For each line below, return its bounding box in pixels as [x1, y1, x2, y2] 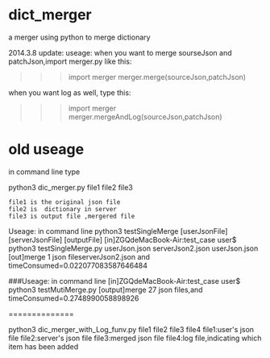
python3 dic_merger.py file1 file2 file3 [8, 182, 133, 192]
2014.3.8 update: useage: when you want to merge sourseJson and [8, 48, 232, 57]
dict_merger [8, 6, 92, 24]
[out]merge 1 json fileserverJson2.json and [8, 252, 151, 261]
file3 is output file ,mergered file [8, 212, 135, 220]
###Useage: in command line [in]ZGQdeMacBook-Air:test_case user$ [8, 276, 241, 285]
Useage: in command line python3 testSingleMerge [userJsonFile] [8, 226, 228, 235]
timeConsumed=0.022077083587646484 [8, 260, 147, 270]
